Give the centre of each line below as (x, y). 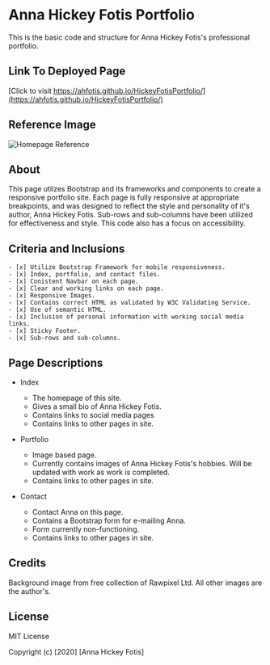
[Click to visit (30, 90)
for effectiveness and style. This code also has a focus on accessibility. (127, 223)
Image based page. (64, 455)
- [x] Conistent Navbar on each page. (74, 282)
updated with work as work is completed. (101, 472)
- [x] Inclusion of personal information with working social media (126, 317)
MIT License (29, 636)
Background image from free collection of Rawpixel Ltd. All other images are (135, 583)
